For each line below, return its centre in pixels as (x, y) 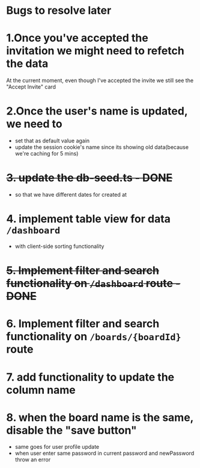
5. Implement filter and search (83, 270)
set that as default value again (52, 141)
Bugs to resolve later (59, 11)
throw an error (33, 460)
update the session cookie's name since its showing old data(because (102, 147)
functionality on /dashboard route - (93, 283)
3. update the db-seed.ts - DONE (89, 178)
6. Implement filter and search (83, 324)
